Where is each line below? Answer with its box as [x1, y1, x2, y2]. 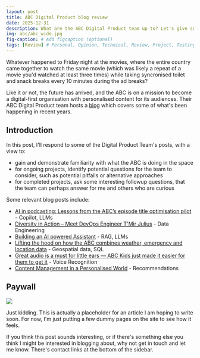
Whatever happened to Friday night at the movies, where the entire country [6, 58, 191, 66]
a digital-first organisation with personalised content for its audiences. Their [6, 95, 192, 102]
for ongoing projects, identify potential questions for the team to [14, 165, 173, 172]
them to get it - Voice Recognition [14, 258, 98, 266]
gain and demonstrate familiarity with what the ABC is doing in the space [14, 159, 193, 166]
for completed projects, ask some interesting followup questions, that [14, 178, 186, 185]
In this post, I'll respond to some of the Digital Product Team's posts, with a [6, 141, 190, 148]
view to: [6, 147, 26, 155]
